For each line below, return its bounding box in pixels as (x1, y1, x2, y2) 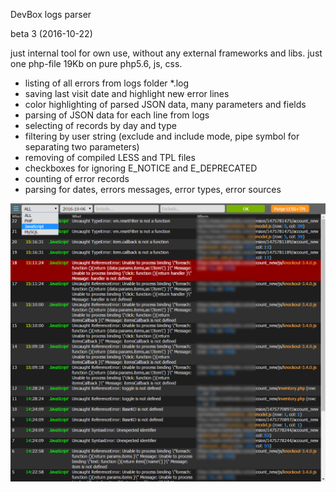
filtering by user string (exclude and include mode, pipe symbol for (24, 130, 300, 142)
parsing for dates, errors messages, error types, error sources (24, 184, 282, 195)
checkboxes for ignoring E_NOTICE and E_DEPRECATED (24, 162, 258, 174)
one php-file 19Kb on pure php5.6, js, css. (10, 58, 183, 69)
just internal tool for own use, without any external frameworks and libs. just (10, 47, 323, 59)
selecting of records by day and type (24, 120, 177, 131)
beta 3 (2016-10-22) (10, 28, 93, 39)
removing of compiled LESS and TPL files (24, 152, 196, 163)
